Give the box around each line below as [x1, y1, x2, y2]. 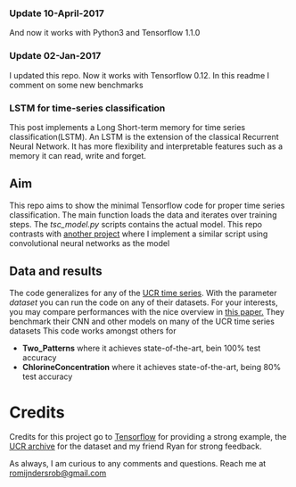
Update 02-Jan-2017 [9, 50, 102, 62]
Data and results [9, 264, 103, 279]
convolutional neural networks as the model [9, 237, 170, 248]
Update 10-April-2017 [9, 7, 105, 20]
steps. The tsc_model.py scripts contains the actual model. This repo [9, 219, 263, 229]
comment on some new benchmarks [9, 79, 144, 90]
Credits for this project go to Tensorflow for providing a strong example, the [9, 432, 287, 442]
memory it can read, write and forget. [9, 150, 147, 161]
